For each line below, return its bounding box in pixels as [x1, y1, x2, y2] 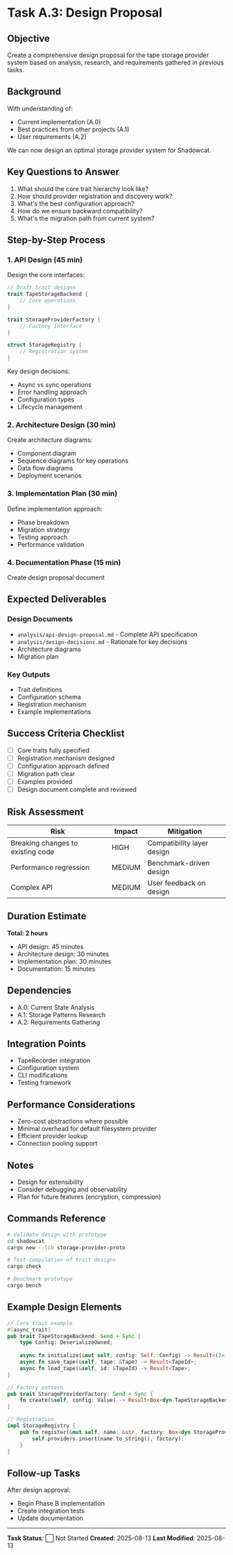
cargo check [7, 1263, 42, 1270]
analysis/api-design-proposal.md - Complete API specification [17, 630, 198, 639]
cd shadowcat [7, 1237, 45, 1244]
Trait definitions [17, 685, 62, 693]
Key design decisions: [7, 367, 70, 376]
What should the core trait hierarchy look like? [17, 184, 149, 192]
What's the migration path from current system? [17, 214, 155, 222]
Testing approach [17, 533, 68, 541]
